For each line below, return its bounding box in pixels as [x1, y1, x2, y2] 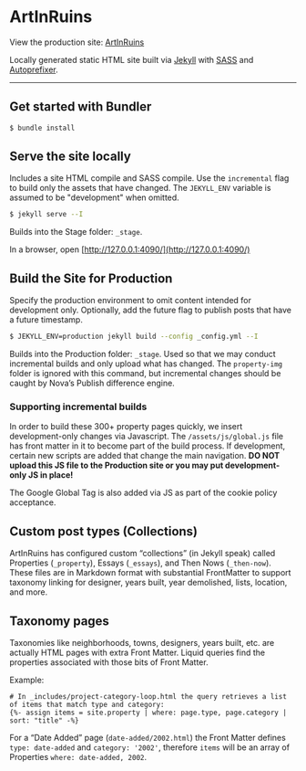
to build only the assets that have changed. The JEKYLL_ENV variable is [9, 183, 271, 194]
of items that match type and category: [9, 700, 166, 709]
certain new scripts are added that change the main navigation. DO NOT [9, 450, 280, 461]
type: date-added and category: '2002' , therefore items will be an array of [9, 742, 290, 753]
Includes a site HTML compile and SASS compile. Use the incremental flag [9, 173, 290, 184]
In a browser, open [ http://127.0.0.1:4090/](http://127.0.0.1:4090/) [9, 244, 250, 255]
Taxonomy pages [9, 613, 109, 628]
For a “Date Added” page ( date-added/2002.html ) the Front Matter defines [9, 732, 287, 743]
